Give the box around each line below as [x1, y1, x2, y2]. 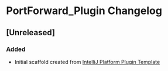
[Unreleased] [6, 28, 56, 38]
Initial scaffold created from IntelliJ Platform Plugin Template [14, 58, 160, 65]
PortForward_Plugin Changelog [6, 4, 163, 18]
